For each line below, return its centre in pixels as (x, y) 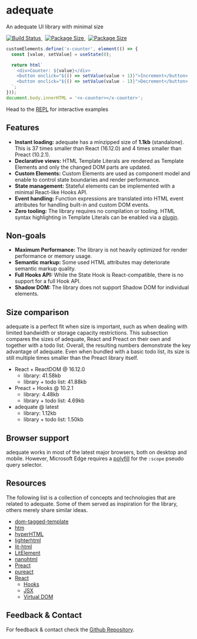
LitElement (27, 553)
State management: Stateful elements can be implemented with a (95, 186)
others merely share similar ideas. (47, 510)
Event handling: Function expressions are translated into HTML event (99, 198)
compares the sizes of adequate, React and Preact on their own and (89, 339)
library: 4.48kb (41, 394)
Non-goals (26, 236)
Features (23, 128)
